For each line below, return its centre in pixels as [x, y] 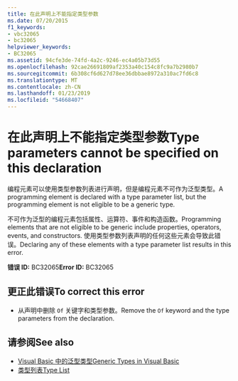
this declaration [55, 168]
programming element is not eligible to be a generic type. [91, 204]
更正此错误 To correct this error [76, 292]
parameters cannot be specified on [113, 153]
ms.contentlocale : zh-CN [44, 87]
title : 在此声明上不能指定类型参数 [53, 14]
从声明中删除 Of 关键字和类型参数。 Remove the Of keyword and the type [123, 310]
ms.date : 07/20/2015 [38, 21]
